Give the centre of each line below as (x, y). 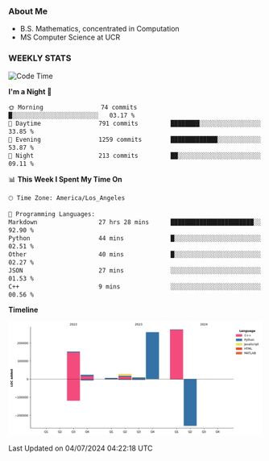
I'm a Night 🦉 (30, 91)
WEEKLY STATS (40, 58)
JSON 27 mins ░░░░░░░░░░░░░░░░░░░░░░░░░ (135, 270)
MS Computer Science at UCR (70, 37)
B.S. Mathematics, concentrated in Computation (99, 29)
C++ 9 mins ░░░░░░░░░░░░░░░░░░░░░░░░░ (135, 287)
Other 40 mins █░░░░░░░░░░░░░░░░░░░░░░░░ (135, 254)
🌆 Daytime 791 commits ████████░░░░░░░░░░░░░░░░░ (135, 123)
